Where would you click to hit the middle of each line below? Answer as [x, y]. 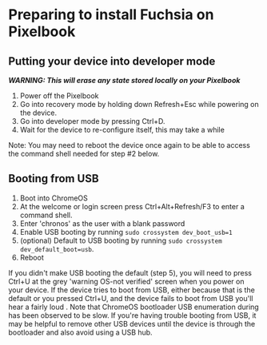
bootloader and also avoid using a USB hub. [81, 332]
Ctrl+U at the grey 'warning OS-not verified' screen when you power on [126, 281]
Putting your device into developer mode [112, 61]
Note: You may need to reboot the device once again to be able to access [129, 145]
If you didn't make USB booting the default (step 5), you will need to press [130, 272]
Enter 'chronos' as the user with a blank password [102, 223]
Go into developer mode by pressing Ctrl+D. [92, 121]
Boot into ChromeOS [54, 198]
